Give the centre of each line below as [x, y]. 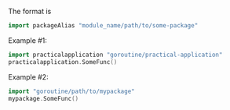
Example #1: [27, 40]
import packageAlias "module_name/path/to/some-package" [103, 26]
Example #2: [28, 76]
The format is [30, 11]
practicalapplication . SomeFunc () [63, 62]
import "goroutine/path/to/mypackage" [71, 91]
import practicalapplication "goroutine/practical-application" [115, 55]
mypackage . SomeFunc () [44, 98]
